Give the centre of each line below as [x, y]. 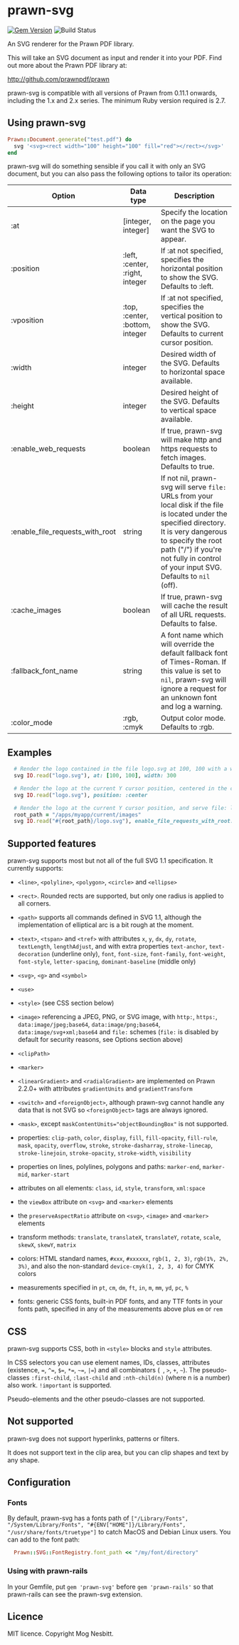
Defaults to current [192, 334]
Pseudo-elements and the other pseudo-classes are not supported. [106, 1399]
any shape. [24, 1460]
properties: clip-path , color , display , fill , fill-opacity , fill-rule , [118, 1138]
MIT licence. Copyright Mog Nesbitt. [60, 1634]
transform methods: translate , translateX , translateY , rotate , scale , [119, 1237]
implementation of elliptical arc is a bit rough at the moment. [106, 925]
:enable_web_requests [48, 449]
